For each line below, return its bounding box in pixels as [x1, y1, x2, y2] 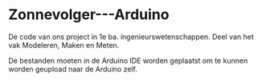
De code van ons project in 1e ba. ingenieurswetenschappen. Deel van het [8, 32, 255, 41]
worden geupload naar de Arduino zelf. [8, 64, 138, 73]
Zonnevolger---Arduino [8, 6, 170, 24]
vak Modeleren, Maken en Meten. [8, 40, 120, 49]
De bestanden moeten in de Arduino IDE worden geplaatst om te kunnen [8, 56, 248, 65]
